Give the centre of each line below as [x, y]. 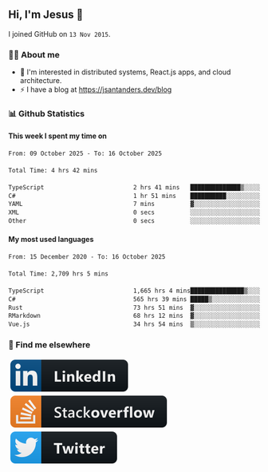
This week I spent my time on [58, 136]
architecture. [41, 81]
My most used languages [51, 239]
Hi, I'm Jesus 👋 [46, 15]
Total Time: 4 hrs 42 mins [53, 170]
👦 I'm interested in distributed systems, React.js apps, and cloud [125, 72]
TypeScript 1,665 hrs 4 [91, 291]
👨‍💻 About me [34, 54]
